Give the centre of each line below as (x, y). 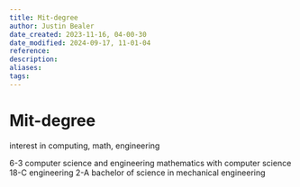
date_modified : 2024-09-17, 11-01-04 (80, 43)
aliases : (26, 68)
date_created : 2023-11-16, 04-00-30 (78, 34)
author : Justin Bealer (52, 26)
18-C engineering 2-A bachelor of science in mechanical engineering (137, 173)
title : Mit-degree (44, 18)
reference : (30, 51)
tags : (19, 76)
